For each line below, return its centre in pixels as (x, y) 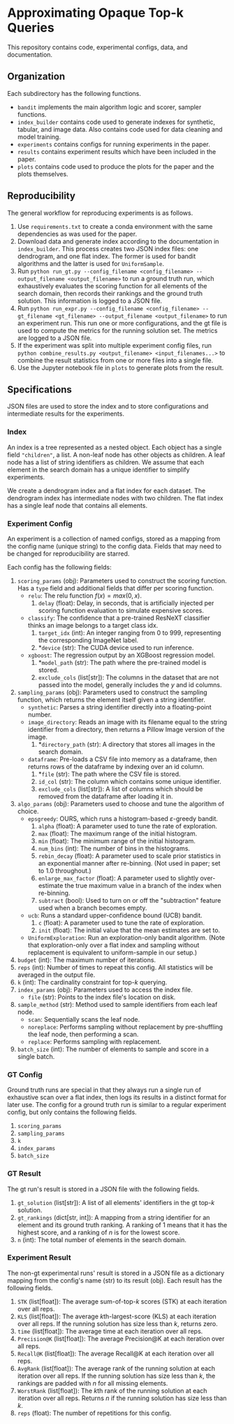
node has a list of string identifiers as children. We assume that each (106, 462)
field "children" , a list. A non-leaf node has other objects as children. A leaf (116, 454)
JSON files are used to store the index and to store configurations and (108, 407)
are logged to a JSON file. (54, 338)
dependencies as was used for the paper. (77, 234)
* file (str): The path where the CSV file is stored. (109, 774)
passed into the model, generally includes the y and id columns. (130, 684)
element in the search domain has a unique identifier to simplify (98, 470)
